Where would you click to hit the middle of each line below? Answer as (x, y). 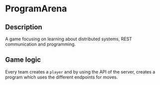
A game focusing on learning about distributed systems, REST (69, 39)
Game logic (23, 60)
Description (24, 27)
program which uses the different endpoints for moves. (62, 77)
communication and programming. (40, 44)
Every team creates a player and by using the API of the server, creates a (80, 72)
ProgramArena (36, 9)
